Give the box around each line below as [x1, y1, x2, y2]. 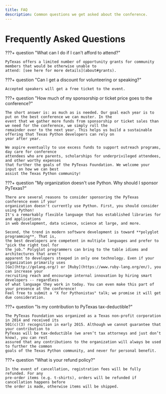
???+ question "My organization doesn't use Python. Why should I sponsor [5, 180, 158, 186]
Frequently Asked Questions [5, 33, 126, 45]
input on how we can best [5, 167, 59, 172]
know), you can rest [5, 335, 48, 340]
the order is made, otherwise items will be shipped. [5, 384, 119, 389]
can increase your [5, 269, 43, 274]
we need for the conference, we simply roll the [5, 123, 108, 129]
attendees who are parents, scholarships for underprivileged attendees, [5, 154, 162, 159]
